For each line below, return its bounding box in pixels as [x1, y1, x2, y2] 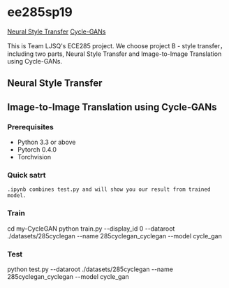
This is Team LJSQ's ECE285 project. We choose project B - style [7, 41, 196, 50]
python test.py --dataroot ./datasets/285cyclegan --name [7, 265, 173, 273]
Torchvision [17, 153, 51, 161]
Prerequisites [7, 122, 54, 131]
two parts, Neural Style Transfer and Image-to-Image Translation [35, 50, 222, 58]
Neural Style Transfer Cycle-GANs [7, 27, 106, 36]
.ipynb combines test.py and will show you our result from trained [7, 186, 211, 193]
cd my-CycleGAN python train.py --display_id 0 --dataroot [7, 224, 175, 233]
